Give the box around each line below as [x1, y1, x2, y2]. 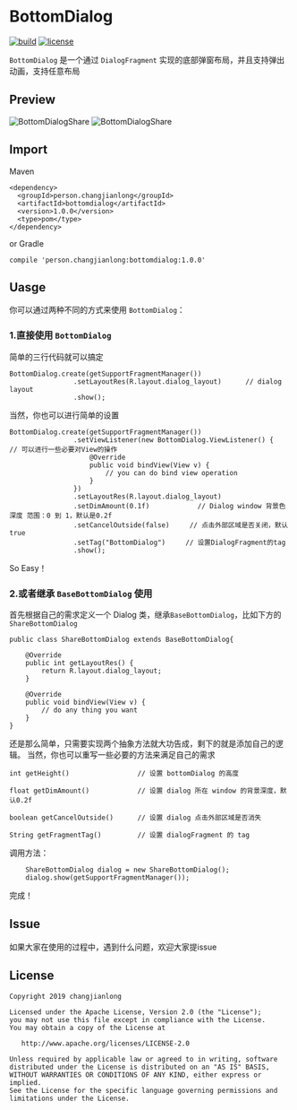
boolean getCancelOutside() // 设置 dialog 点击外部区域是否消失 [9, 813, 262, 822]
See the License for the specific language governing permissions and [9, 1086, 278, 1095]
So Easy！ [9, 562, 47, 573]
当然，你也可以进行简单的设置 [9, 410, 119, 421]
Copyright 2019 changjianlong [9, 992, 123, 1001]
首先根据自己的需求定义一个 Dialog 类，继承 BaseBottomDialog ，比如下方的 [9, 609, 282, 620]
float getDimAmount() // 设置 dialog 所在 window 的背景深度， [9, 786, 281, 795]
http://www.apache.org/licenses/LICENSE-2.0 [21, 1038, 191, 1048]
